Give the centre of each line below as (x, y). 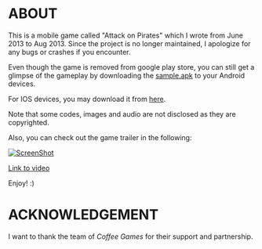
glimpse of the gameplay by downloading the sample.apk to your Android (127, 75)
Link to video (29, 168)
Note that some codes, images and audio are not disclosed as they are (122, 114)
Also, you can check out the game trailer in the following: (100, 137)
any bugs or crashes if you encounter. (69, 52)
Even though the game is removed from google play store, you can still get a (131, 67)
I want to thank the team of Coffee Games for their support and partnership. (131, 236)
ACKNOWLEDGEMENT (84, 215)
